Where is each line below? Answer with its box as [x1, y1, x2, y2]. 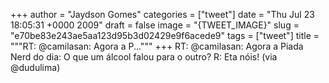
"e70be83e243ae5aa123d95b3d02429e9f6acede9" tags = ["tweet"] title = [10, 30, 320, 41]
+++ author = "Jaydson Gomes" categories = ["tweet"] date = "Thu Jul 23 [10, 9, 315, 20]
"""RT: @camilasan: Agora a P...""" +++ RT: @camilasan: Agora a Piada [10, 40, 304, 52]
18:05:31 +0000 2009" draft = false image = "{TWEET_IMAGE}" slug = [10, 19, 300, 31]
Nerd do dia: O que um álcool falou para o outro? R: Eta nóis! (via [10, 51, 278, 63]
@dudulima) [10, 62, 61, 73]
